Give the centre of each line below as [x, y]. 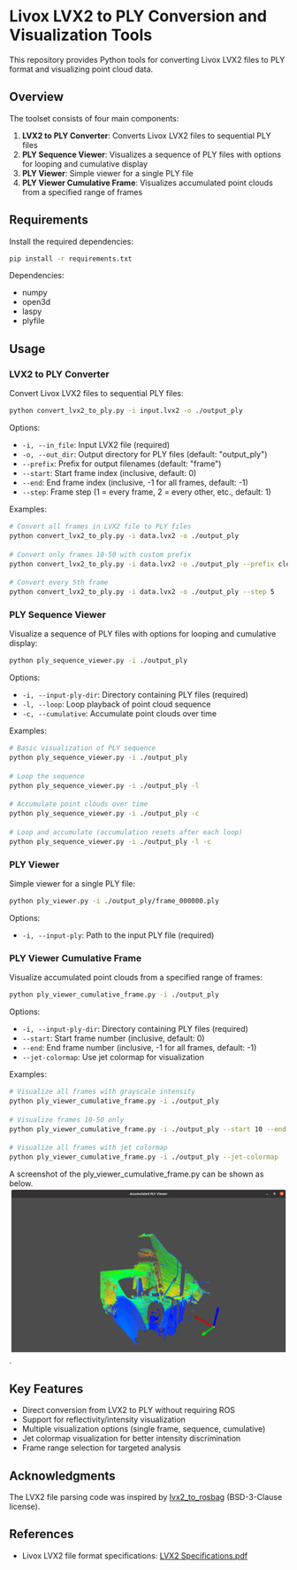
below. [21, 1183]
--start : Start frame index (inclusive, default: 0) [109, 473]
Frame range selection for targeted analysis [101, 1448]
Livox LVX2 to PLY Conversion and [138, 16]
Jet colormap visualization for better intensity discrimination [131, 1439]
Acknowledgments [63, 1476]
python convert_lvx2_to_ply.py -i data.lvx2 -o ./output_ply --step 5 [142, 592]
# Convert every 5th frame [59, 582]
